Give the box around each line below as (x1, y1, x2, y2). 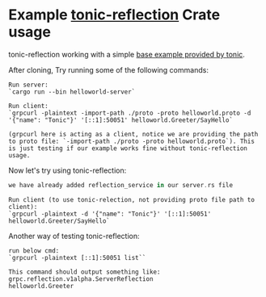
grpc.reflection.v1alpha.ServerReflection (8, 274, 154, 283)
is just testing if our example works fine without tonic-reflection (8, 144, 248, 153)
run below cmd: (8, 246, 60, 255)
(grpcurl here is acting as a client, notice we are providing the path (8, 130, 259, 138)
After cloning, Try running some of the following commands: (8, 65, 209, 74)
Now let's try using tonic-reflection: (8, 165, 127, 175)
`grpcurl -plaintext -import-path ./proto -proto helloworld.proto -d (8, 109, 251, 117)
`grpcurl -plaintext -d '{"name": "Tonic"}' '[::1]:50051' (8, 210, 212, 218)
